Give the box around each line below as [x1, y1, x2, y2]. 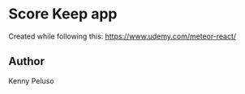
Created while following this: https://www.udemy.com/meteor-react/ [8, 31, 237, 41]
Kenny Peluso [8, 76, 54, 85]
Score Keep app [8, 5, 118, 23]
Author [8, 55, 45, 68]
